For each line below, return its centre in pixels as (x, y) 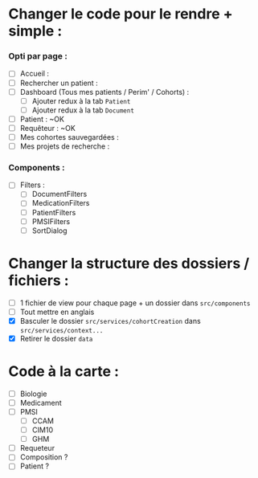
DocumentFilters (59, 194)
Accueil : (35, 74)
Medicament (41, 402)
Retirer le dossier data (56, 338)
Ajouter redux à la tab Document (83, 110)
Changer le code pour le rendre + (121, 14)
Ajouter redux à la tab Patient (81, 100)
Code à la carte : (63, 372)
